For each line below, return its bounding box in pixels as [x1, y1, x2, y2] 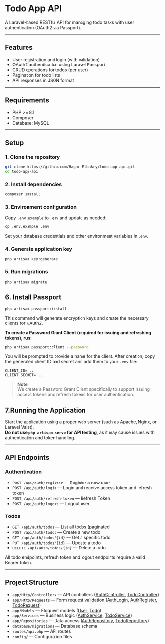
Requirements [5, 97, 49, 105]
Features [5, 43, 33, 52]
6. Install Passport [5, 293, 62, 302]
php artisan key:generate [5, 257, 58, 261]
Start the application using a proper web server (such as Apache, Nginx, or [5, 419, 157, 425]
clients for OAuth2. [5, 321, 43, 326]
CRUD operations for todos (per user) [12, 67, 88, 73]
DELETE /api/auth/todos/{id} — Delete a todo [12, 545, 106, 551]
